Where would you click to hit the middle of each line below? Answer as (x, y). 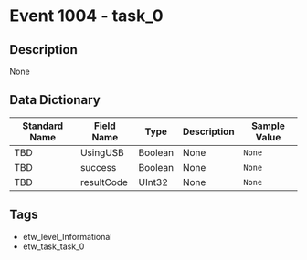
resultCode (104, 182)
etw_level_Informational (67, 236)
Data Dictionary (55, 100)
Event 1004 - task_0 (86, 16)
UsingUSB (103, 152)
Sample (268, 126)
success (99, 167)
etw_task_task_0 (53, 246)
